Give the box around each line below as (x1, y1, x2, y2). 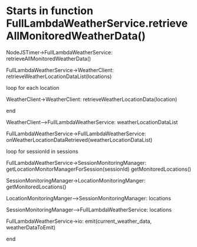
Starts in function (6, 4, 93, 18)
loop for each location (6, 84, 60, 91)
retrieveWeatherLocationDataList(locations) (6, 73, 112, 80)
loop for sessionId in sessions (6, 148, 78, 155)
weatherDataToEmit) (6, 223, 56, 231)
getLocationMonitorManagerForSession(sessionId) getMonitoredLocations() (6, 165, 192, 173)
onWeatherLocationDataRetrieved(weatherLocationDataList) (6, 136, 153, 143)
